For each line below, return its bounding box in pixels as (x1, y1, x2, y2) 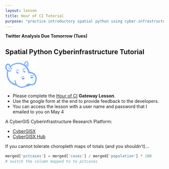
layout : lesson (5, 8, 37, 13)
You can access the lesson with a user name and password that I (12, 103, 147, 110)
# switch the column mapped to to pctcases (5, 159, 98, 164)
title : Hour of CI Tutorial (5, 13, 64, 19)
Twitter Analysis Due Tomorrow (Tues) (5, 33, 88, 39)
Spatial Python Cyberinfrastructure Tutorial (5, 48, 145, 56)
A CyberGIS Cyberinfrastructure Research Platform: (5, 118, 112, 125)
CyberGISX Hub (12, 133, 46, 140)
